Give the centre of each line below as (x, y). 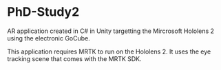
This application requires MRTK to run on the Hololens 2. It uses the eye (109, 51)
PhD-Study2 (43, 12)
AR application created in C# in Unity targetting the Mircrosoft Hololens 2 (111, 31)
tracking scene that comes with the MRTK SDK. (75, 58)
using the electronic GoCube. (49, 38)
